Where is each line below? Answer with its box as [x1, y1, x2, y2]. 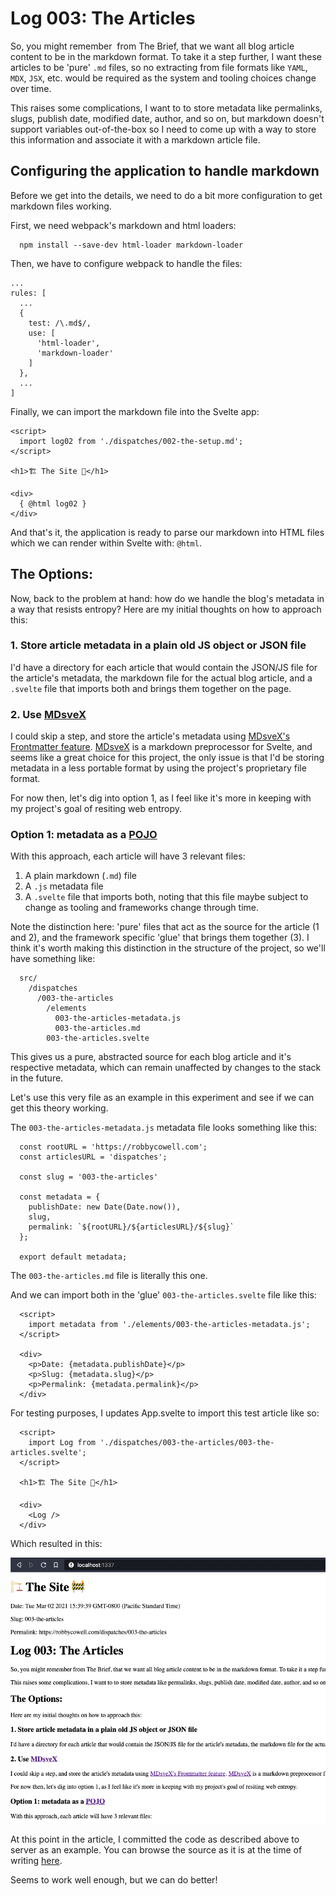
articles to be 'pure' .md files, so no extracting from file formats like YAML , [10, 61, 308, 73]
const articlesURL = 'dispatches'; [19, 1152, 168, 1162]
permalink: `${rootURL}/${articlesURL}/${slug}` [28, 1222, 235, 1232]
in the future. [10, 1072, 64, 1084]
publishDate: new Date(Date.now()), [28, 1202, 182, 1212]
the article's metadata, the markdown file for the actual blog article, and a [10, 672, 313, 684]
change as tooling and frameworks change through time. [24, 902, 260, 914]
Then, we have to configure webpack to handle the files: [10, 257, 243, 269]
